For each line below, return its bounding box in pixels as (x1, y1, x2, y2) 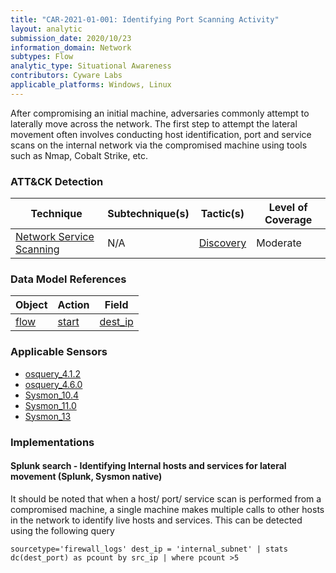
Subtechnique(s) (107, 207, 190, 221)
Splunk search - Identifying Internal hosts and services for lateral (10, 460, 287, 472)
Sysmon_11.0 (24, 399, 77, 411)
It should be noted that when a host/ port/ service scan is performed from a (10, 492, 322, 505)
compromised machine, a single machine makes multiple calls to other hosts (10, 503, 325, 515)
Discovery (198, 236, 247, 250)
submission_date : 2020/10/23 (10, 33, 132, 43)
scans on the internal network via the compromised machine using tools (10, 139, 308, 151)
